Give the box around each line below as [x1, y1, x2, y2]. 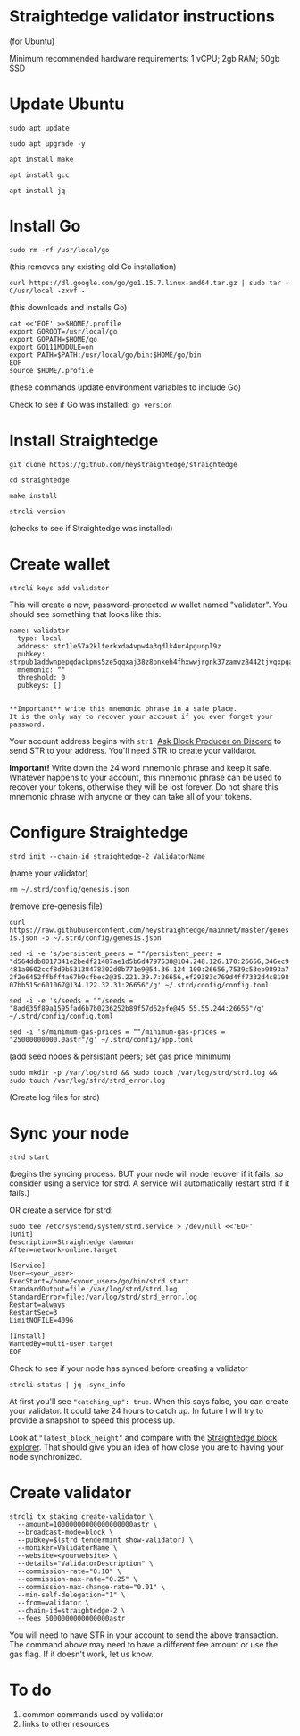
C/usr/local [9, 286, 54, 295]
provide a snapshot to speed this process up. [9, 1415, 176, 1426]
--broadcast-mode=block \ [17, 1528, 114, 1537]
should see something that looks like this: [9, 608, 162, 619]
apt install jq [9, 186, 66, 195]
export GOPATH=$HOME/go [9, 334, 98, 343]
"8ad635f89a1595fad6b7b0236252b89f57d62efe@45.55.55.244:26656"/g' [9, 1003, 266, 1012]
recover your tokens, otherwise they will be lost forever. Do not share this [9, 781, 279, 792]
